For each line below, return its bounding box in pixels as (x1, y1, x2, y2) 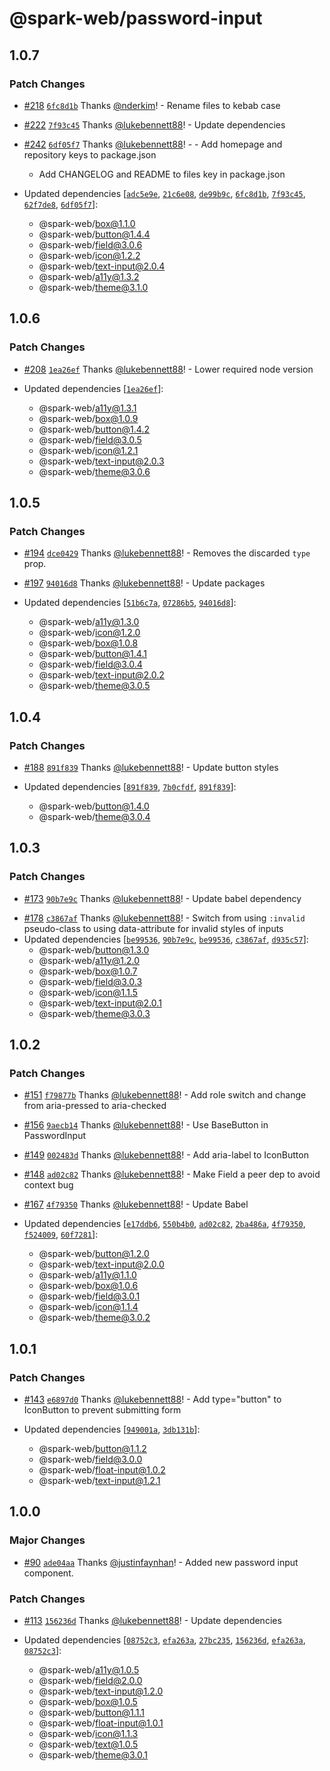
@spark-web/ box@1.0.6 (38, 1280, 139, 1292)
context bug (23, 1179, 74, 1191)
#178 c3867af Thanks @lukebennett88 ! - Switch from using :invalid (23, 912, 306, 924)
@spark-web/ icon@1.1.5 (38, 986, 138, 998)
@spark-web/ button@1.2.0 (38, 1248, 150, 1260)
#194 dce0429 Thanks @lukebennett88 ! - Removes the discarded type (23, 547, 311, 559)
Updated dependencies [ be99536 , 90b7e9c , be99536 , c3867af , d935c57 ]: (23, 933, 309, 945)
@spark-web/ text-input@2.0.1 (38, 997, 162, 1009)
